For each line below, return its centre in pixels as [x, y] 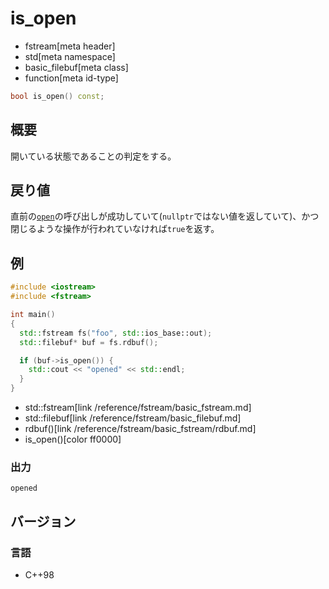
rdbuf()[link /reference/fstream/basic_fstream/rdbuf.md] [140, 428]
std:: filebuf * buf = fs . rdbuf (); [89, 342]
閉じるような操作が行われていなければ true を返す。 [115, 229]
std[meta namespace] [70, 56]
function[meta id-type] [71, 78]
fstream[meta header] [70, 46]
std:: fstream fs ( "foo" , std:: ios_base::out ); [116, 333]
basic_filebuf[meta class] [76, 67]
